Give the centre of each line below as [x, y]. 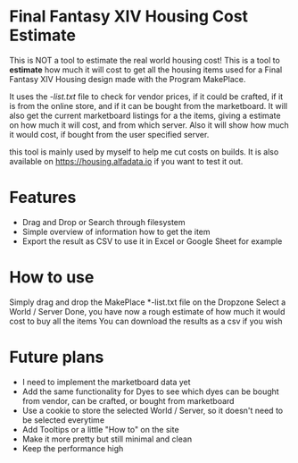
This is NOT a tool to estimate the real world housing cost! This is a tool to [145, 60]
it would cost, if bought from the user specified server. [109, 134]
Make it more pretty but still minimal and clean [107, 439]
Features [43, 198]
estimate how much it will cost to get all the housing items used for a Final [146, 70]
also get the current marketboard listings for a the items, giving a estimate [145, 115]
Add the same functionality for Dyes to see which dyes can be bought [150, 391]
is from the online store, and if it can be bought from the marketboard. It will [149, 105]
